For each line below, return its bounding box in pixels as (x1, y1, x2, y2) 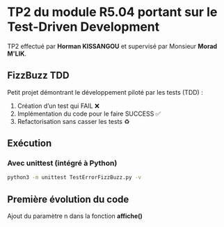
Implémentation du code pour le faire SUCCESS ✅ (17, 109, 161, 118)
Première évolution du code (7, 193, 129, 205)
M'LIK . (7, 49, 26, 58)
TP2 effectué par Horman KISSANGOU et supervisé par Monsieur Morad (7, 42, 218, 50)
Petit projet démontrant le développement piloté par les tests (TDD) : (7, 88, 203, 96)
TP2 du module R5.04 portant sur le (7, 4, 218, 20)
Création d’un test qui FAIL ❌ (17, 102, 99, 110)
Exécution (7, 137, 52, 150)
